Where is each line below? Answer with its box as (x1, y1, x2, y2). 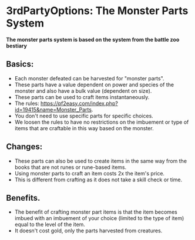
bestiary (6, 42, 28, 49)
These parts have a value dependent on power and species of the (14, 81, 174, 88)
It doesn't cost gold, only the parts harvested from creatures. (14, 227, 163, 234)
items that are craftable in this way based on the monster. (14, 124, 154, 131)
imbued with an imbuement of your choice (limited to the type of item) (14, 215, 184, 222)
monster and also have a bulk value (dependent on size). (14, 87, 152, 94)
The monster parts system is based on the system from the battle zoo (6, 36, 180, 43)
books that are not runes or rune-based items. (14, 163, 127, 171)
